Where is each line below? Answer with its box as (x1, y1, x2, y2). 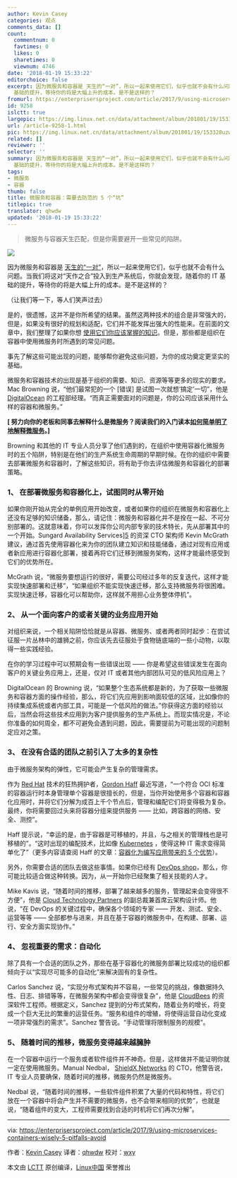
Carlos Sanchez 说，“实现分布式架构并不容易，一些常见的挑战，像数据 (7, 982, 212, 991)
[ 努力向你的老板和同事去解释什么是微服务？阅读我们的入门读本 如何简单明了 (7, 417, 228, 426)
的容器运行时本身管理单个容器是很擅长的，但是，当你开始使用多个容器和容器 (7, 788, 230, 797)
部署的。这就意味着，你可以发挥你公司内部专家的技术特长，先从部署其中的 (13, 523, 230, 531)
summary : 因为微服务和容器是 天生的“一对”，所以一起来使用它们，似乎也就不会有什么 (7, 155, 224, 163)
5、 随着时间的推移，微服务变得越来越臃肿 (7, 1037, 151, 1047)
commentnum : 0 (13, 37, 55, 44)
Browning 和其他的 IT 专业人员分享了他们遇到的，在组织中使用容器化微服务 (7, 441, 225, 450)
